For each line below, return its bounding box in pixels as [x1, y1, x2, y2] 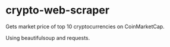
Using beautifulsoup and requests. [5, 34, 90, 41]
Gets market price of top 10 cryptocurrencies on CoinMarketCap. [5, 23, 165, 30]
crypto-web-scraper [5, 4, 110, 17]
